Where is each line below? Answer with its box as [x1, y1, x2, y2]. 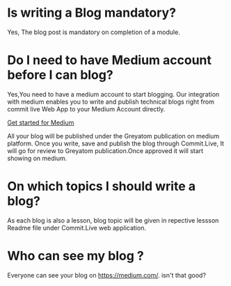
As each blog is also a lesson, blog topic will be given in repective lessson [7, 216, 219, 224]
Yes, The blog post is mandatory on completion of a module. [7, 28, 181, 36]
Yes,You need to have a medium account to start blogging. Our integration [7, 90, 220, 98]
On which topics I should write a [7, 179, 196, 194]
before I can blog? [7, 67, 113, 83]
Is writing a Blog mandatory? [7, 5, 176, 21]
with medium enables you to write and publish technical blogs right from [7, 97, 214, 106]
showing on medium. [7, 154, 67, 162]
